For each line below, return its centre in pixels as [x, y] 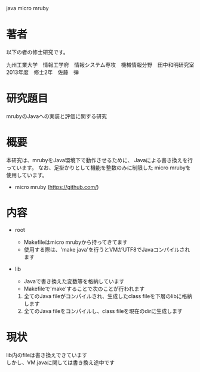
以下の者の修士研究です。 [37, 52]
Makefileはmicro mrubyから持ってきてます [76, 242]
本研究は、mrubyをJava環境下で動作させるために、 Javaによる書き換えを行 [99, 160]
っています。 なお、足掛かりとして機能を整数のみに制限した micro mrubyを [99, 168]
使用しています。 [27, 175]
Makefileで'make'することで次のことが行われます [84, 289]
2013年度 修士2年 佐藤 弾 [43, 72]
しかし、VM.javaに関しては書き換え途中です [61, 362]
